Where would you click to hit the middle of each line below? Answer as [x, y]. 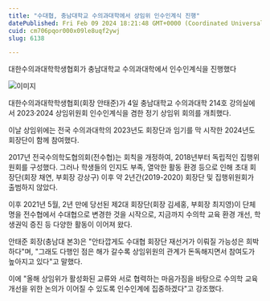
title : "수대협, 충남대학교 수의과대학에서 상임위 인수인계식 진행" [104, 16]
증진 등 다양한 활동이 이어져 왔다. [81, 225]
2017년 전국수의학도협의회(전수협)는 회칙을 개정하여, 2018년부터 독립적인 [123, 157]
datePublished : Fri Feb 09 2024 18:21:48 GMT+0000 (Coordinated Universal [136, 23]
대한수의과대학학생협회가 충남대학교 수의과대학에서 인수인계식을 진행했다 [123, 69]
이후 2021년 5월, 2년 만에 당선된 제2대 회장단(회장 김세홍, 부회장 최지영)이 [125, 205]
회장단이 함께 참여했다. [44, 140]
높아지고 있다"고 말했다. [45, 262]
